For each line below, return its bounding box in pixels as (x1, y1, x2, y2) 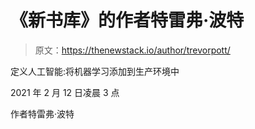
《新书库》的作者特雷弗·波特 (10, 9, 245, 32)
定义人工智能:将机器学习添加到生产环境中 (10, 65, 180, 77)
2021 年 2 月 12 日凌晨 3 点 (10, 86, 120, 98)
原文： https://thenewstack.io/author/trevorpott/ (34, 44, 231, 56)
